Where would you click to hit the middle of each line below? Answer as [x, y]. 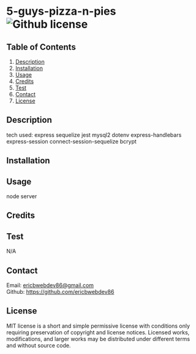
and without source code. [39, 345]
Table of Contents [41, 47]
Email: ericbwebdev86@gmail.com [50, 285]
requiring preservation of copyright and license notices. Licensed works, [98, 332]
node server [22, 196]
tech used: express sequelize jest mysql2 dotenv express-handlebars [94, 135]
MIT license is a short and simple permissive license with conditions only [98, 326]
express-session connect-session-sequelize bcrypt [71, 141]
